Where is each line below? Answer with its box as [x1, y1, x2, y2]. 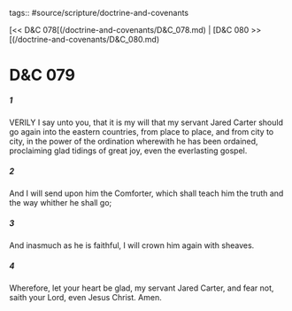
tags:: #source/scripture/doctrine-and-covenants [9, 8, 188, 18]
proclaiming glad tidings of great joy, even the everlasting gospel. [9, 145, 248, 156]
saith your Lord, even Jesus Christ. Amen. [9, 292, 162, 303]
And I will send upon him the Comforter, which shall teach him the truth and [9, 188, 284, 198]
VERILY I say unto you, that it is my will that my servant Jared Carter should [9, 117, 283, 128]
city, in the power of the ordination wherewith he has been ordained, [9, 136, 258, 147]
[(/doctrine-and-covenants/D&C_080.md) [9, 35, 160, 44]
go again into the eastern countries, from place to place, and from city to [9, 127, 274, 137]
